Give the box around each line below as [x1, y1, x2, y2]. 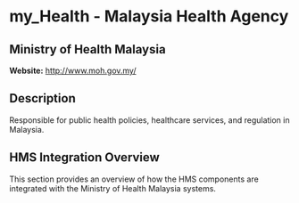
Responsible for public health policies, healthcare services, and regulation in [9, 114, 290, 126]
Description [9, 91, 76, 106]
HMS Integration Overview [9, 150, 161, 166]
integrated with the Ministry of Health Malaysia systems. [9, 183, 217, 193]
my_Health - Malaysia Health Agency [9, 6, 289, 27]
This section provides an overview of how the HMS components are [9, 174, 259, 184]
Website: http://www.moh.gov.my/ [9, 65, 137, 76]
